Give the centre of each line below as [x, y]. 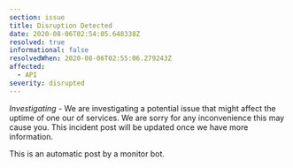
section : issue [37, 17]
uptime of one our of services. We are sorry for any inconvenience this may [147, 118]
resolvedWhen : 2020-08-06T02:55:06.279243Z [91, 58]
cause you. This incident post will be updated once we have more [129, 127]
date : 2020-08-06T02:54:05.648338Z [75, 34]
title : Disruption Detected [61, 26]
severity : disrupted [47, 83]
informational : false [49, 50]
